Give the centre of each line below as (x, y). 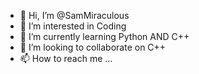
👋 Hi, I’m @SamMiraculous (74, 15)
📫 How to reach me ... (66, 58)
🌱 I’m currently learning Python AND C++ (104, 36)
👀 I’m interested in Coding (73, 26)
